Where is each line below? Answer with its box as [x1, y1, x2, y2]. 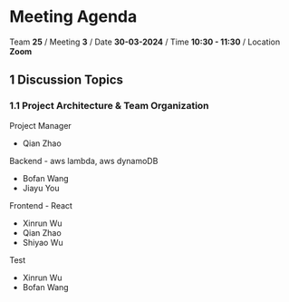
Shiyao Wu [22, 237, 63, 248]
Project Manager [9, 120, 72, 131]
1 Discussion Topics [9, 73, 124, 88]
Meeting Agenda [9, 6, 138, 27]
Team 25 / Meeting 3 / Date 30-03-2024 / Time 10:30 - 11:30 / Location [9, 36, 281, 47]
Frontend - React [9, 200, 72, 210]
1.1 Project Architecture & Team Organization [9, 100, 210, 112]
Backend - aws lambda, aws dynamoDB [9, 155, 159, 166]
